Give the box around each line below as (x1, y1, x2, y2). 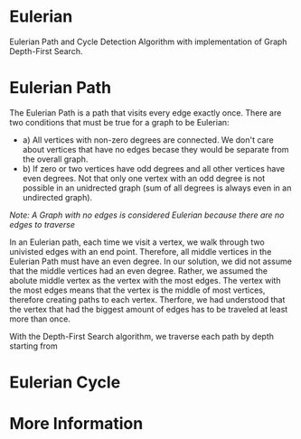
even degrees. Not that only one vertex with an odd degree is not (22, 173, 265, 183)
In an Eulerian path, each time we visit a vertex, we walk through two (9, 237, 265, 248)
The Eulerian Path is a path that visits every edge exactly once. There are (9, 107, 282, 118)
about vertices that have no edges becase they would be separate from (22, 144, 289, 154)
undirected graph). (22, 191, 93, 202)
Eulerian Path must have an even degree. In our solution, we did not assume (9, 256, 292, 266)
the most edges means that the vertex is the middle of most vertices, (9, 285, 266, 295)
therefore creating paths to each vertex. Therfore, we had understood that (9, 294, 286, 304)
